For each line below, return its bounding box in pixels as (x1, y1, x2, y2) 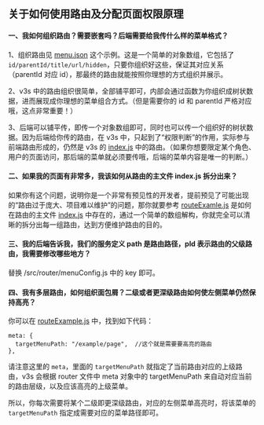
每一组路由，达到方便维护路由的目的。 (42, 219, 167, 229)
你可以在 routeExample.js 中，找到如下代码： (8, 317, 154, 326)
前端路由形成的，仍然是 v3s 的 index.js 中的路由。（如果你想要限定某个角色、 (8, 142, 256, 152)
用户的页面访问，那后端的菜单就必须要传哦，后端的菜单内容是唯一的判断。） (8, 152, 253, 161)
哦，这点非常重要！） (8, 105, 77, 115)
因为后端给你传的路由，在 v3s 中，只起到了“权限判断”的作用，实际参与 (21, 132, 251, 141)
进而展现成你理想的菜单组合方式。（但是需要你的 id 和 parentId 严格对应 (21, 96, 252, 105)
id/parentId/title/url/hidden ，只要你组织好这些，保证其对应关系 (8, 60, 224, 69)
